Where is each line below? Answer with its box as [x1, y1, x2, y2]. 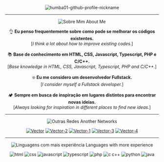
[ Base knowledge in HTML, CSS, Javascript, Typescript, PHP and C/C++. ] [7, 64, 157, 69]
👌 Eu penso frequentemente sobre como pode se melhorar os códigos [9, 28, 155, 34]
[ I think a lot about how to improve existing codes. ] [31, 41, 133, 46]
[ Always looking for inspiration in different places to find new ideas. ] [13, 104, 151, 110]
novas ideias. [68, 99, 96, 105]
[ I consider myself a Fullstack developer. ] [41, 81, 123, 87]
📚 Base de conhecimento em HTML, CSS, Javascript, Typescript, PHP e [7, 51, 157, 57]
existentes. [70, 36, 94, 41]
